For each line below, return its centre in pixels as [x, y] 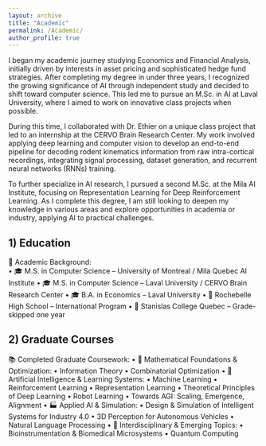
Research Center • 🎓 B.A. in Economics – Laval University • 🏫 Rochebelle [130, 295]
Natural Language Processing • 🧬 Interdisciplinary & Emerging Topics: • [126, 425]
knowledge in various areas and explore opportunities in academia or [122, 209]
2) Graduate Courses [61, 340]
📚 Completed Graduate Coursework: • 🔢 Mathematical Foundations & [123, 359]
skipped [22, 315]
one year [51, 315]
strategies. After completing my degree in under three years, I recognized [129, 77]
